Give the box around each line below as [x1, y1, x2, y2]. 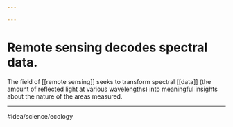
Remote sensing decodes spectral [7, 40, 208, 56]
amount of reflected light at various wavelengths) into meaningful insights [7, 85, 218, 93]
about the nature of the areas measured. [7, 92, 123, 101]
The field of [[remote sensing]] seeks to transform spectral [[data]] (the [7, 77, 212, 85]
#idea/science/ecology [7, 112, 74, 120]
